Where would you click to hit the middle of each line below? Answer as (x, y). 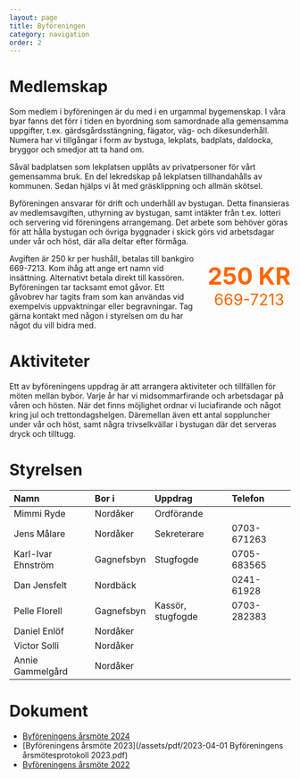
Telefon (248, 499)
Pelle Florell (38, 612)
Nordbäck (116, 586)
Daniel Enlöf (39, 631)
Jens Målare (40, 534)
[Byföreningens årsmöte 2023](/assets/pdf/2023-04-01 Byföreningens (153, 745)
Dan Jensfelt (40, 586)
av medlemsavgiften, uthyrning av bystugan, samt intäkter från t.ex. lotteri (145, 213)
